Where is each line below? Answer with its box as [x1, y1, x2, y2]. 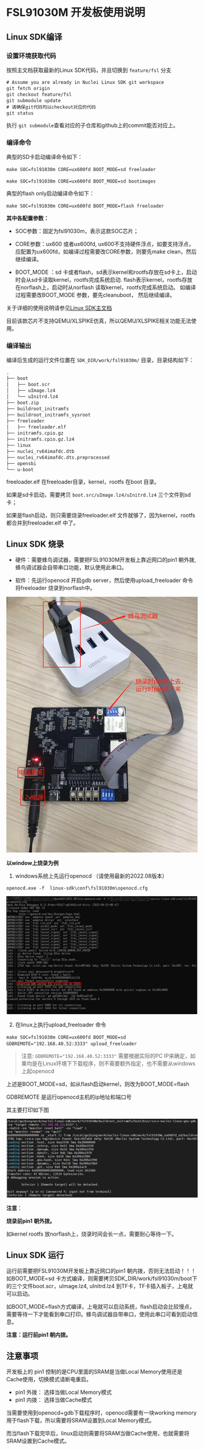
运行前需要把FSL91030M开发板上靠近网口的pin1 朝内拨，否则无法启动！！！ [6, 1267, 196, 1275]
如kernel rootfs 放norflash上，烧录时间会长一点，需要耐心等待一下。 [6, 1230, 177, 1238]
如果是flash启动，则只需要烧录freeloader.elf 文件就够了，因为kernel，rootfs [6, 512, 195, 519]
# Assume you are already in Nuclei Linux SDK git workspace [6, 79, 165, 85]
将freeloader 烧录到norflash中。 [15, 584, 96, 592]
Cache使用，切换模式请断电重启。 [6, 1376, 92, 1383]
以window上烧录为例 [6, 859, 59, 866]
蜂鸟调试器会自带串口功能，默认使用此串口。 [15, 564, 127, 571]
